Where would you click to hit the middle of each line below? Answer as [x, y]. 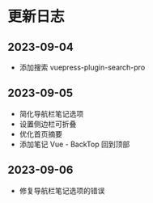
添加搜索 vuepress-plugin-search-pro [82, 67]
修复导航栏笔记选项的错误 [62, 190]
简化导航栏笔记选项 [51, 113]
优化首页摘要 [40, 133]
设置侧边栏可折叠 [48, 124]
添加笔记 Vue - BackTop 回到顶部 [74, 144]
